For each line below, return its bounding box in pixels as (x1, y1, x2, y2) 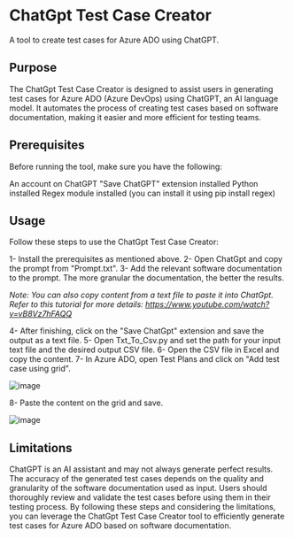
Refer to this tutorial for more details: (9, 299, 143, 310)
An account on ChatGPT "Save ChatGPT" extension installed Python (9, 178, 259, 188)
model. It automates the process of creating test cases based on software (9, 103, 279, 113)
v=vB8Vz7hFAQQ (9, 309, 73, 319)
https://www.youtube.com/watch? (144, 299, 270, 310)
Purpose (9, 60, 58, 75)
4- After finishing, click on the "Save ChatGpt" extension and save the (9, 326, 264, 336)
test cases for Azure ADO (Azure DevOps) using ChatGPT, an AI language (9, 93, 279, 104)
